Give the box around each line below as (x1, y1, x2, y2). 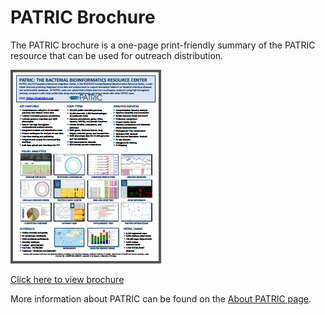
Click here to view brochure (10, 273, 125, 285)
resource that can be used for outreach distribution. (10, 49, 224, 61)
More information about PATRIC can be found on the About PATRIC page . (10, 292, 312, 305)
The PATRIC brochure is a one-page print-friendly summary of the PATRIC (10, 39, 316, 51)
